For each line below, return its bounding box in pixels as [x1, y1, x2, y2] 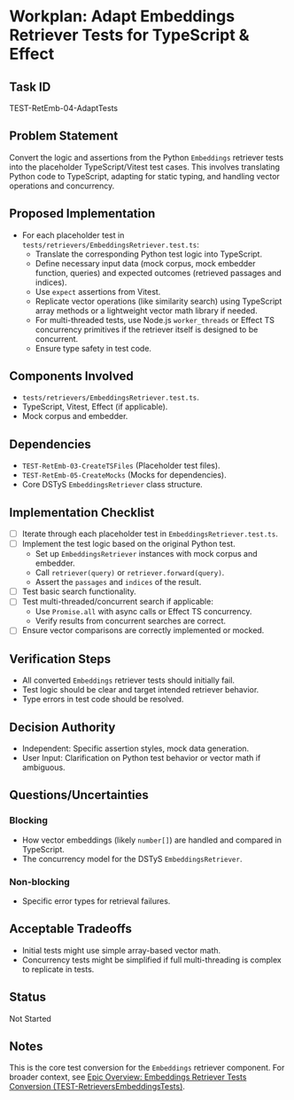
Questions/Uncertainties [9, 787, 149, 803]
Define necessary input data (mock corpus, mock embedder [35, 257, 256, 268]
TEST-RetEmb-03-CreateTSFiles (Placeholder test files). [21, 460, 220, 471]
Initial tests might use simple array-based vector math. [21, 945, 221, 955]
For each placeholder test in [21, 229, 125, 241]
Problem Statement [9, 129, 119, 144]
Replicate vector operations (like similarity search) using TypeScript [35, 296, 282, 306]
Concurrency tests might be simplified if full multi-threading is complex [21, 954, 282, 965]
